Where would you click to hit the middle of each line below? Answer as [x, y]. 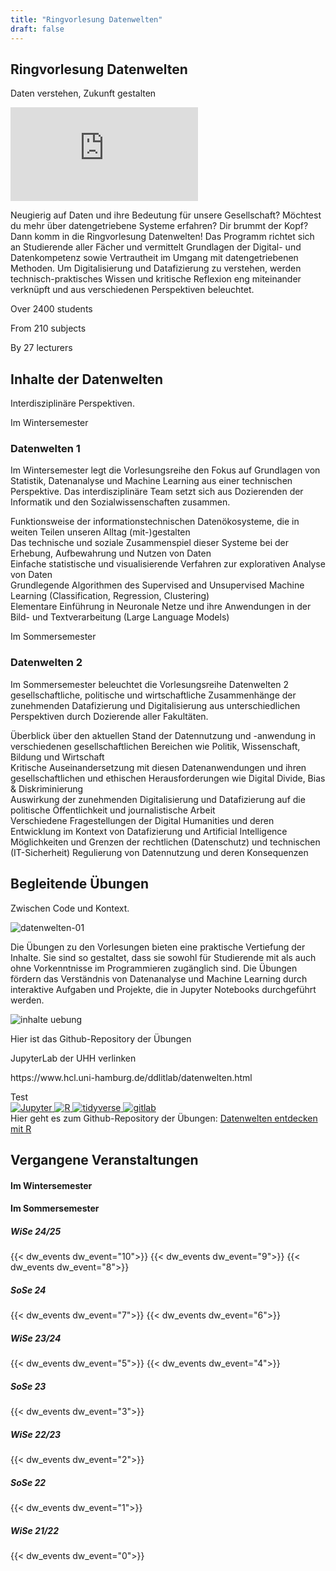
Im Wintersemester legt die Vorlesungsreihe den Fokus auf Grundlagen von [165, 470]
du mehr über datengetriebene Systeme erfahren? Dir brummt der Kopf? [159, 226]
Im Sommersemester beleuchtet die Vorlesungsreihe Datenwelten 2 [149, 684]
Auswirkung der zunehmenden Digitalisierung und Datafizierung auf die [158, 799]
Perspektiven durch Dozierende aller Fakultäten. [109, 716]
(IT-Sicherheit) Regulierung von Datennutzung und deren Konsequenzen [159, 852]
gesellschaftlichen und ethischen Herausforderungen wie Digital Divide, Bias [168, 778]
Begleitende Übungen [79, 884]
